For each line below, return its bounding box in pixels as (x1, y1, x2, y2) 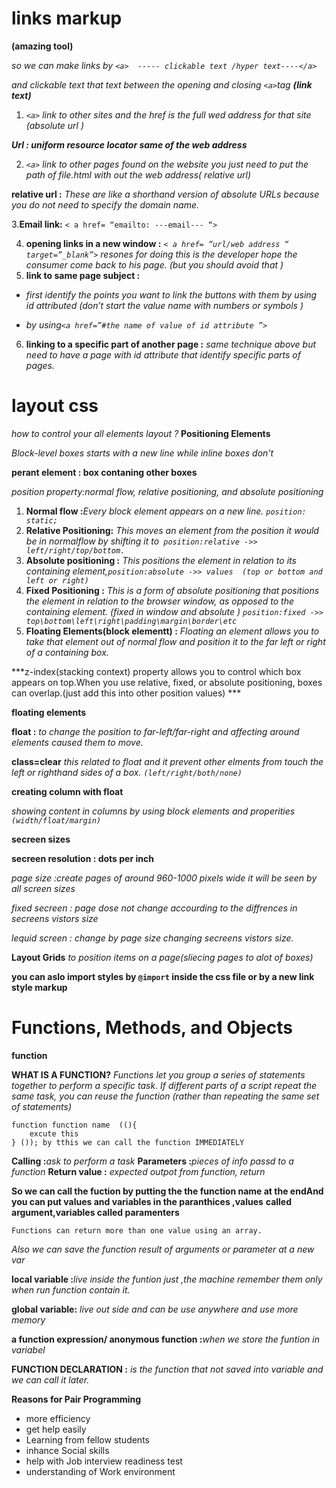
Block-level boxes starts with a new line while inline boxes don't (11, 447, 274, 459)
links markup (11, 7, 123, 30)
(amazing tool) (11, 40, 74, 52)
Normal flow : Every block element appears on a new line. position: (25, 505, 307, 517)
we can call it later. (11, 1373, 90, 1386)
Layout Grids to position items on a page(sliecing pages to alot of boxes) (11, 951, 314, 963)
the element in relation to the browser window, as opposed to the (25, 595, 294, 607)
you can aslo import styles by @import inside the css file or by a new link (11, 970, 315, 982)
